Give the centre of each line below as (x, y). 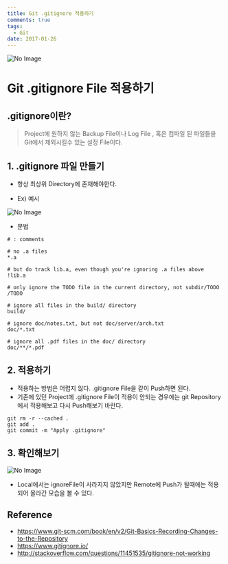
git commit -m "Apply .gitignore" (57, 430)
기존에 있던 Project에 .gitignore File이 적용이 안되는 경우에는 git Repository (119, 396)
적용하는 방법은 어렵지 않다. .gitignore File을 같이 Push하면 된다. (104, 388)
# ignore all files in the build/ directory (72, 305)
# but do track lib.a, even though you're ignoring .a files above (106, 269)
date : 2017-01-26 (32, 39)
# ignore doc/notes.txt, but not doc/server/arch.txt (86, 324)
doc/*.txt (21, 329)
